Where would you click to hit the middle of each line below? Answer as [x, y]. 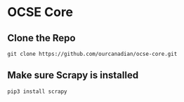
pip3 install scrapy [38, 92]
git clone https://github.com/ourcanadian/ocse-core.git [92, 54]
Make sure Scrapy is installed [73, 75]
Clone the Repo [41, 38]
